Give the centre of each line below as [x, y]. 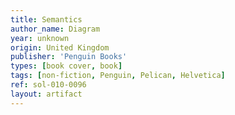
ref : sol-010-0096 [48, 85]
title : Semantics [46, 19]
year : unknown [40, 38]
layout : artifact [46, 94]
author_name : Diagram [55, 29]
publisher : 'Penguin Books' [69, 57]
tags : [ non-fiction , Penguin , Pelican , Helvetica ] [118, 76]
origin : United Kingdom [60, 47]
